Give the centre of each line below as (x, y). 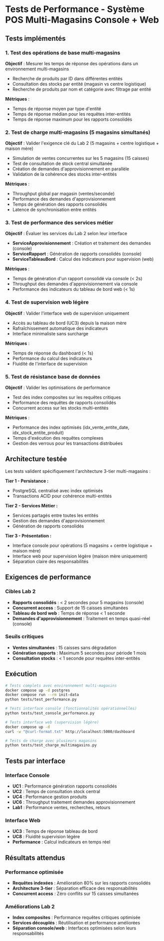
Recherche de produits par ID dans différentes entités (68, 78)
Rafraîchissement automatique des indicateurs (60, 328)
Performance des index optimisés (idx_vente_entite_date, (71, 428)
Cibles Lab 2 (20, 592)
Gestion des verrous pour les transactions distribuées (68, 443)
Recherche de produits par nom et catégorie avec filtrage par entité (82, 89)
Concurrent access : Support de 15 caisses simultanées (70, 608)
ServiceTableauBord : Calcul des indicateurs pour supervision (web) (83, 259)
